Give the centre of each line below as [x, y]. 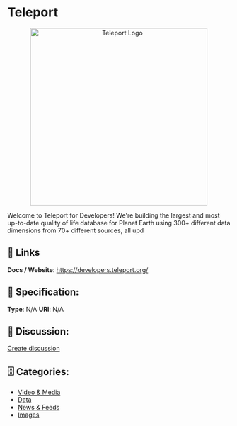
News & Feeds [39, 408]
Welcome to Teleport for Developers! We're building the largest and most [114, 215]
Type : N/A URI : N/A [36, 309]
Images [28, 415]
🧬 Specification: [43, 292]
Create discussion [34, 349]
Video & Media [39, 392]
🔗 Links [24, 253]
